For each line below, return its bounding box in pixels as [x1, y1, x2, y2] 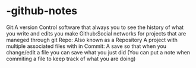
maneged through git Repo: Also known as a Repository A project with [6, 36, 178, 43]
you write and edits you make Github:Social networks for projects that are [6, 30, 186, 37]
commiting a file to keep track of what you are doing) [6, 55, 136, 62]
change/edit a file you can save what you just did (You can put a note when [6, 48, 191, 56]
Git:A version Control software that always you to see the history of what [6, 24, 184, 31]
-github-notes [6, 4, 78, 18]
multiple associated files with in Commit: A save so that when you [6, 43, 167, 50]
